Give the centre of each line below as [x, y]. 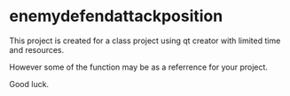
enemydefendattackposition [116, 16]
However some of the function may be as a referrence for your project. [139, 67]
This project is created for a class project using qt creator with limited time [145, 41]
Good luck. [29, 84]
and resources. [37, 49]
